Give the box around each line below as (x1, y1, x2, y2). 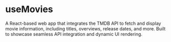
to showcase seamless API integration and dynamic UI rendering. (5, 31, 143, 37)
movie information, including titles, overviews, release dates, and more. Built (5, 25, 166, 31)
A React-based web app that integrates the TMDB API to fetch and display (5, 20, 161, 26)
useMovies (5, 4, 54, 15)
